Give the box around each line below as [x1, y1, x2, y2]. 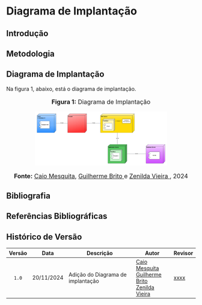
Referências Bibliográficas [6, 211, 108, 221]
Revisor [173, 249, 194, 257]
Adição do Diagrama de [68, 271, 127, 278]
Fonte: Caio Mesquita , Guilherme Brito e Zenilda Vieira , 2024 [14, 172, 188, 180]
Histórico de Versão [6, 231, 82, 242]
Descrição [86, 249, 113, 257]
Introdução [6, 28, 49, 39]
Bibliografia [6, 190, 51, 201]
